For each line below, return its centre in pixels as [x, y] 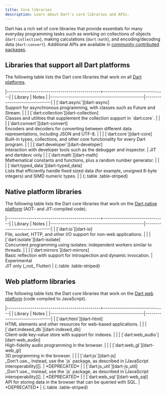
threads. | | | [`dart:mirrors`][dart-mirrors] [47, 250]
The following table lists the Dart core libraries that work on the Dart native [81, 204]
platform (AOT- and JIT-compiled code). [46, 209]
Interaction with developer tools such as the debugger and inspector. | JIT [81, 150]
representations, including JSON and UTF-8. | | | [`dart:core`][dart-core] [79, 134]
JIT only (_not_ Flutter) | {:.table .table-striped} [53, 266]
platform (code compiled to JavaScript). [46, 298]
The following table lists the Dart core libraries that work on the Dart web [79, 293]
